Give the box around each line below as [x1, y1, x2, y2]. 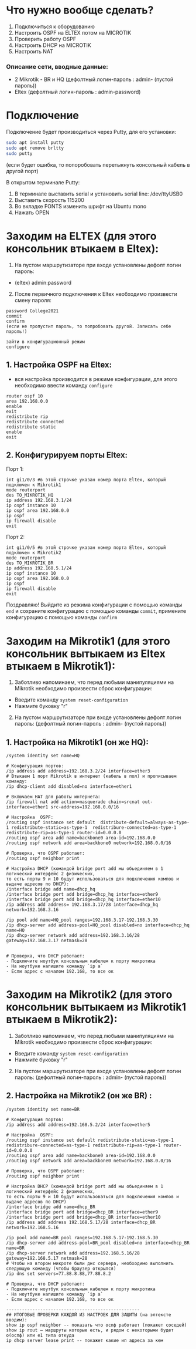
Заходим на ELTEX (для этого [6, 230, 157, 242]
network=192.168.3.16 [6, 907, 59, 913]
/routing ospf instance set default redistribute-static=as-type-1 [6, 1137, 174, 1143]
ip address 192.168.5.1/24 [6, 565, 72, 571]
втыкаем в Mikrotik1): [6, 659, 116, 673]
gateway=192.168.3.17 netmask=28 [6, 937, 88, 944]
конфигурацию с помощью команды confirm [6, 614, 118, 621]
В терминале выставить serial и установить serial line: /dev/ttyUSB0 [14, 190, 183, 197]
